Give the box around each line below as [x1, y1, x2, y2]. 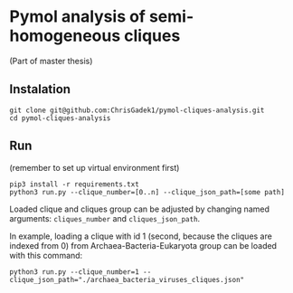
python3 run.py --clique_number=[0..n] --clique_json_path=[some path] [9, 187, 285, 196]
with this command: [9, 250, 83, 260]
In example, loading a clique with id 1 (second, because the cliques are [9, 231, 273, 241]
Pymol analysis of [9, 6, 146, 27]
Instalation [9, 81, 71, 97]
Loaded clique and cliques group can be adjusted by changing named [9, 203, 269, 214]
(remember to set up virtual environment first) [9, 162, 180, 173]
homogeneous [9, 25, 121, 46]
